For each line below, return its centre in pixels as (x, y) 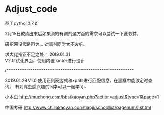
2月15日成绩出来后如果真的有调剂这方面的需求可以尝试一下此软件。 (73, 33)
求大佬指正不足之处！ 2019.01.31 (38, 54)
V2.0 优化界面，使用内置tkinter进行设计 (45, 60)
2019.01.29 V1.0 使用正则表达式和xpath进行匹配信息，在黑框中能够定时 (77, 80)
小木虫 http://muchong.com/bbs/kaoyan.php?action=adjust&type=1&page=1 (82, 97)
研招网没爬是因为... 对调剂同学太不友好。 (46, 44)
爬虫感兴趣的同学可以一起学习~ (55, 86)
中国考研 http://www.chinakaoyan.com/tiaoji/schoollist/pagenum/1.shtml (78, 107)
